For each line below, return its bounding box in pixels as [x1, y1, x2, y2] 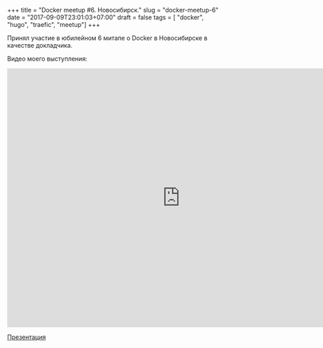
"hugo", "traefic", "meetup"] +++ [7, 21, 100, 28]
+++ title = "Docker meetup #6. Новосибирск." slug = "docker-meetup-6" [7, 6, 219, 14]
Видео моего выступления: [7, 55, 88, 63]
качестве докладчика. [7, 41, 72, 49]
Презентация [7, 333, 46, 341]
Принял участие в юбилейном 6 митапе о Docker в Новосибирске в [7, 34, 208, 42]
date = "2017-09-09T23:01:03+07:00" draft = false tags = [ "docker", [7, 13, 204, 21]
